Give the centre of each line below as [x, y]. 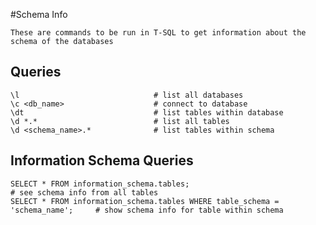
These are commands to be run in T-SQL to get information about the [158, 33]
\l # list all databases [127, 95]
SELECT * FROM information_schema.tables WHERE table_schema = [145, 201]
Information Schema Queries [102, 160]
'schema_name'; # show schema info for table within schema [147, 210]
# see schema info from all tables [84, 192]
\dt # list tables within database [147, 112]
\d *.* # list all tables [120, 121]
